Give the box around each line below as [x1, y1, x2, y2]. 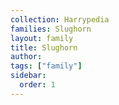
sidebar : [10, 71, 47, 81]
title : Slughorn [10, 42, 78, 53]
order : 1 [19, 80, 56, 90]
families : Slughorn [10, 24, 92, 34]
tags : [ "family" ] [10, 61, 83, 71]
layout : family [10, 33, 74, 43]
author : [10, 52, 43, 62]
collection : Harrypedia [10, 14, 110, 25]
